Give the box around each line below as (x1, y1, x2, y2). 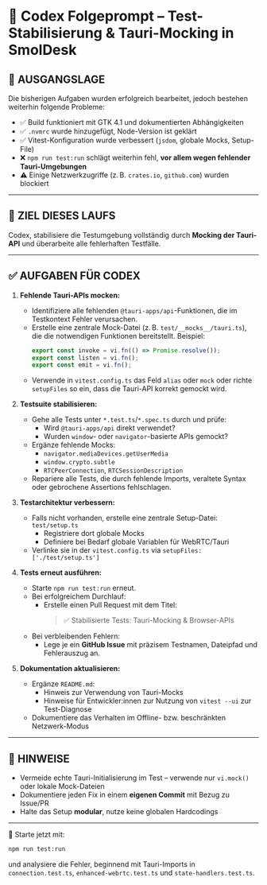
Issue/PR (19, 798, 49, 808)
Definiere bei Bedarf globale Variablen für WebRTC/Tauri (43, 537, 230, 547)
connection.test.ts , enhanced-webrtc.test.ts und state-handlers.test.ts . (8, 868, 256, 877)
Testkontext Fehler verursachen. (31, 314, 137, 324)
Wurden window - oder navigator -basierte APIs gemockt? (43, 432, 229, 441)
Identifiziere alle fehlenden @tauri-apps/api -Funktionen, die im (31, 305, 238, 315)
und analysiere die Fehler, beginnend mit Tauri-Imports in (8, 859, 196, 869)
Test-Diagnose (43, 705, 92, 714)
